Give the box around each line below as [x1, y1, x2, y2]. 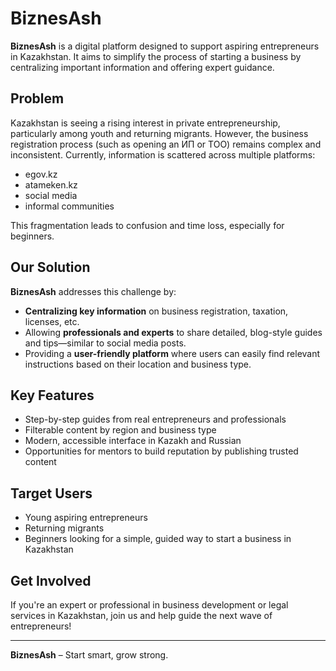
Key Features [10, 387, 95, 404]
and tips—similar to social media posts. [24, 337, 187, 349]
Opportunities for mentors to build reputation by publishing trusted [24, 445, 299, 457]
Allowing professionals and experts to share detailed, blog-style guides [24, 326, 323, 338]
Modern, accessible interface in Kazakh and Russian [24, 435, 242, 447]
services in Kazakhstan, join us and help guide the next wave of [10, 610, 273, 621]
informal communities [24, 200, 115, 212]
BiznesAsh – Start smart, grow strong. [10, 649, 169, 661]
